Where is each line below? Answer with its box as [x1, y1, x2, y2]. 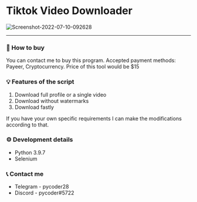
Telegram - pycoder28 [14, 183, 69, 190]
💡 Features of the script [6, 78, 74, 86]
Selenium [14, 155, 38, 162]
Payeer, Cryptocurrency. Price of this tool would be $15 [6, 63, 140, 70]
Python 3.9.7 [14, 149, 46, 156]
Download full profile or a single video [14, 91, 107, 98]
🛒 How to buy [6, 43, 45, 52]
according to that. [6, 121, 49, 128]
